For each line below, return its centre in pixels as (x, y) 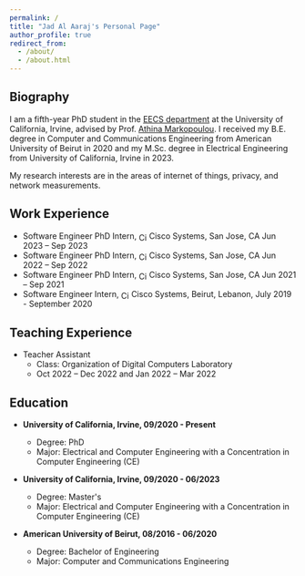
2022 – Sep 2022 (55, 264)
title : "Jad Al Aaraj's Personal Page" (85, 26)
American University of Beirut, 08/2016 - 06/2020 (120, 533)
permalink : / (34, 18)
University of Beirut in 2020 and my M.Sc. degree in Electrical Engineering (149, 148)
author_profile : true (51, 35)
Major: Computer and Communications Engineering (132, 561)
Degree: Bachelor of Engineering (97, 551)
